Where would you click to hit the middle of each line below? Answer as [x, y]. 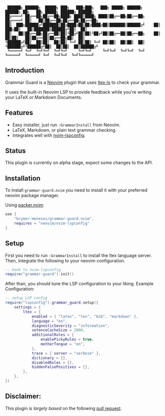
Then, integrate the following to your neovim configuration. [65, 260]
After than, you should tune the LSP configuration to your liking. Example [79, 284]
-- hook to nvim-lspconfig [33, 270]
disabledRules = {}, [53, 363]
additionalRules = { [53, 335]
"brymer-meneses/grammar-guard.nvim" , [54, 219]
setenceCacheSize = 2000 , [58, 330]
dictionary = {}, [50, 358]
